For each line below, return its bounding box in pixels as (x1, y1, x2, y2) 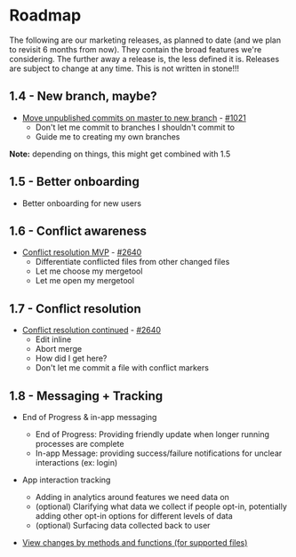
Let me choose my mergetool (35, 266, 143, 276)
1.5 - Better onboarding (9, 174, 140, 189)
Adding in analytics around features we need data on (35, 492, 229, 502)
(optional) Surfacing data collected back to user (35, 521, 211, 530)
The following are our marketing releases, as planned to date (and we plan (9, 35, 282, 45)
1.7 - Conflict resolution (9, 301, 142, 316)
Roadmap (9, 5, 82, 26)
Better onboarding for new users (21, 197, 142, 209)
